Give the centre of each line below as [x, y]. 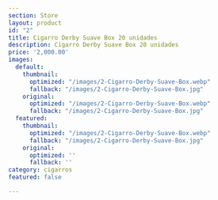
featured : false [35, 177]
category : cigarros [40, 170]
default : [30, 67]
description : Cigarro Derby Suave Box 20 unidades [94, 45]
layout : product [35, 23]
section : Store [33, 15]
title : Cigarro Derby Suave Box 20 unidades [83, 38]
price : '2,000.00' [38, 52]
